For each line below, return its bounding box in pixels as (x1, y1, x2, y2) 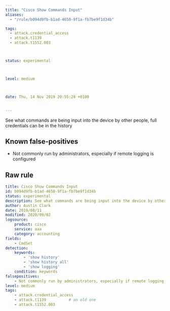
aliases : (5, 12, 24, 17)
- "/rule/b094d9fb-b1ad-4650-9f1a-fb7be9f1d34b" (10, 17, 114, 22)
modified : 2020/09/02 (5, 213, 51, 218)
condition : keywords (14, 269, 58, 274)
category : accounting (14, 231, 60, 236)
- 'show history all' (23, 260, 69, 265)
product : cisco (14, 222, 47, 227)
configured (12, 156, 36, 162)
